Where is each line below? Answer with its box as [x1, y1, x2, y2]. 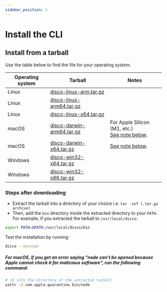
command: [5, 265, 28, 271]
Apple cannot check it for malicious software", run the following [5, 260, 141, 266]
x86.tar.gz [50, 174, 75, 181]
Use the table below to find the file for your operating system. [5, 62, 131, 68]
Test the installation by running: [5, 234, 70, 240]
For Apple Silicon [110, 119, 150, 126]
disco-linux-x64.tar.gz [50, 111, 104, 118]
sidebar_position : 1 [5, 7, 48, 12]
